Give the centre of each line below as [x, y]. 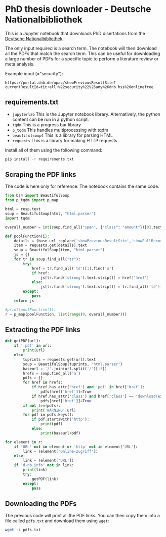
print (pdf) [52, 424]
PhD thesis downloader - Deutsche [78, 9]
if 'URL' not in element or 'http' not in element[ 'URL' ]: [76, 447]
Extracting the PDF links [43, 330]
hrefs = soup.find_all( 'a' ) [52, 373]
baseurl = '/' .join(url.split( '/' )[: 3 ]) [65, 369]
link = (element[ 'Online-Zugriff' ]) [61, 451]
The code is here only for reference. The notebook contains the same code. [82, 186]
